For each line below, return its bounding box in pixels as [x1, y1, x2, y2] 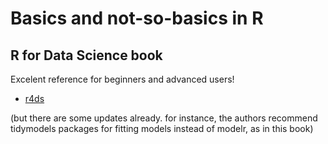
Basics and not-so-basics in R [10, 7, 264, 30]
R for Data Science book [10, 47, 163, 64]
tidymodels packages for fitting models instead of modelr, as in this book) [10, 123, 314, 134]
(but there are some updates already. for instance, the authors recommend [10, 112, 318, 124]
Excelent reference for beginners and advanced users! [10, 73, 235, 85]
